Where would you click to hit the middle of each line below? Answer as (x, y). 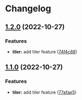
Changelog (28, 9)
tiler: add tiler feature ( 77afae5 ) (44, 92)
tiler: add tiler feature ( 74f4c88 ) (45, 51)
